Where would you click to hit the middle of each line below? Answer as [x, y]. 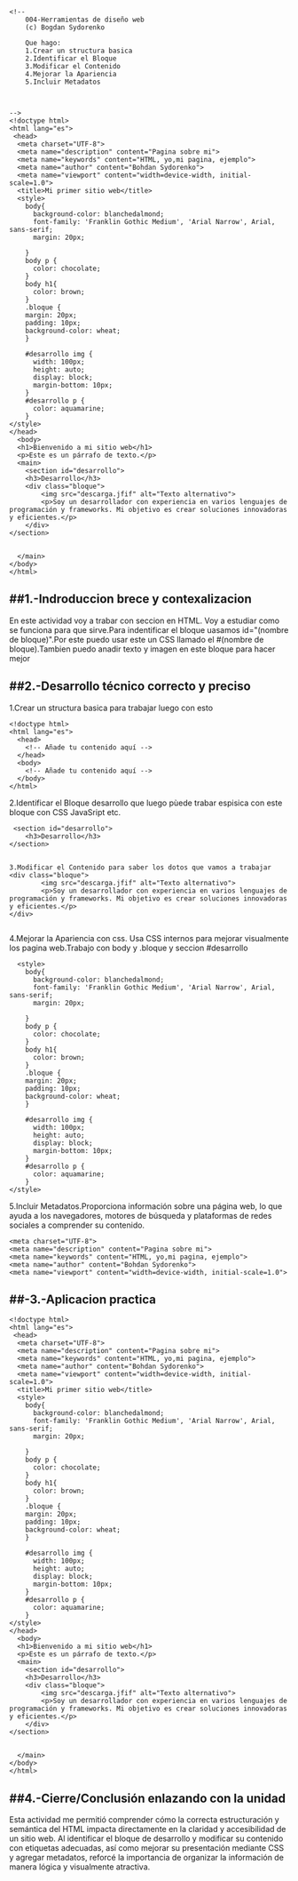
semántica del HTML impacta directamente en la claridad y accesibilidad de [148, 1829]
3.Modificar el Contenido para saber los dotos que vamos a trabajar [141, 867]
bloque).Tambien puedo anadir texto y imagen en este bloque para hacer [142, 649]
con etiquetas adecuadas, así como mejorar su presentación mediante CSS [147, 1848]
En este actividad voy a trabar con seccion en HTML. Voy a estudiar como [145, 620]
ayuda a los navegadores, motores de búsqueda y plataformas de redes [141, 1215]
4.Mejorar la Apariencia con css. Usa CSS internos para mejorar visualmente [149, 938]
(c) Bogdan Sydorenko [65, 28]
